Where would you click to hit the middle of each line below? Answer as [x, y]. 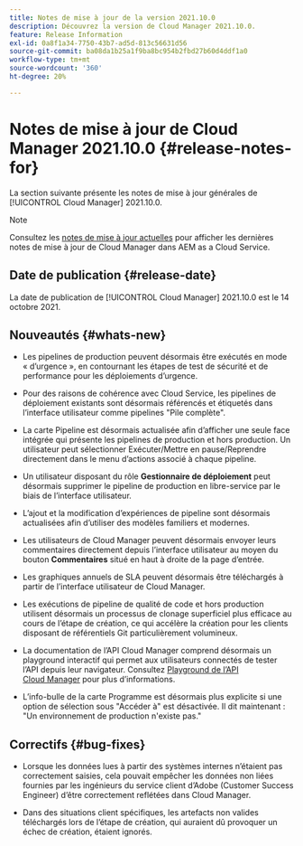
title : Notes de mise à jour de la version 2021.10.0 [113, 18]
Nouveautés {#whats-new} [88, 335]
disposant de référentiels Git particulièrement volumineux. [130, 633]
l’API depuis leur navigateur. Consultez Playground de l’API [130, 670]
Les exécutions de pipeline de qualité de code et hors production [143, 604]
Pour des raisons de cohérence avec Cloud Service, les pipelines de [149, 393]
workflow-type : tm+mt [50, 60]
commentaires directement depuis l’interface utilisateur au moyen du [150, 550]
